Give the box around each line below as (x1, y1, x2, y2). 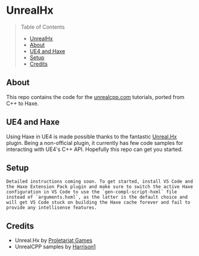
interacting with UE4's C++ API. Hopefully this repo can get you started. (6, 146, 183, 153)
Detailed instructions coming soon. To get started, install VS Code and (6, 178, 194, 185)
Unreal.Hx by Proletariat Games (14, 237, 92, 244)
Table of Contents (20, 23, 65, 30)
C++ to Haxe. (6, 100, 39, 107)
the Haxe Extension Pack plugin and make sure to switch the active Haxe (6, 184, 194, 190)
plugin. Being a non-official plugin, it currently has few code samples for (6, 139, 184, 146)
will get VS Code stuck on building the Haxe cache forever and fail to (6, 199, 191, 206)
